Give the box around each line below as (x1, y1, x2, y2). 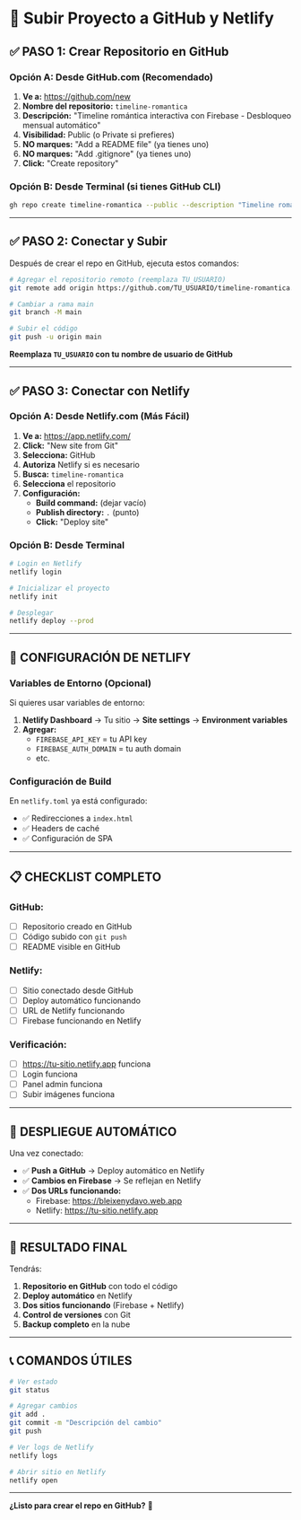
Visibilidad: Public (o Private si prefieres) (21, 129, 175, 140)
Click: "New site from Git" (21, 440, 119, 451)
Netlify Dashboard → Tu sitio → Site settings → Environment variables (21, 715, 288, 725)
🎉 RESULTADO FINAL (9, 1239, 128, 1255)
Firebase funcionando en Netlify (21, 1015, 142, 1026)
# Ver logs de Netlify (9, 1443, 94, 1452)
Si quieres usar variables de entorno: (9, 698, 145, 708)
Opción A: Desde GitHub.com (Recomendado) (9, 71, 213, 83)
